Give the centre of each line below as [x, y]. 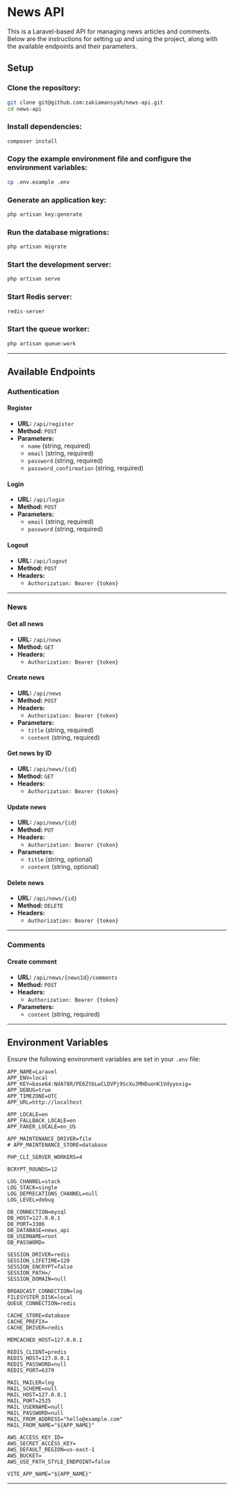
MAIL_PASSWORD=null [36, 1413]
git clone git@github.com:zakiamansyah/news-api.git [85, 102]
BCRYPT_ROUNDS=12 [32, 1170]
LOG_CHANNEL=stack [34, 1182]
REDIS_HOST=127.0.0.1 [39, 1359]
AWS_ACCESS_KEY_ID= [36, 1438]
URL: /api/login [41, 499]
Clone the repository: [44, 88]
